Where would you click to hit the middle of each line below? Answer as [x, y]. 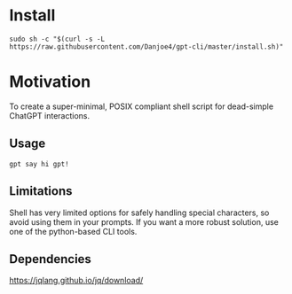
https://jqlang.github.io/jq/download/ [76, 281]
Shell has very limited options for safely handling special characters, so [139, 213]
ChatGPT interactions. [50, 115]
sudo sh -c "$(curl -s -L [57, 39]
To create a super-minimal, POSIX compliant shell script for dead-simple [141, 106]
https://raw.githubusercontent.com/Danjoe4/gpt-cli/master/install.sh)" [146, 46]
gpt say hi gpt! [39, 164]
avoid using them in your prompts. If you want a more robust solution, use [144, 221]
